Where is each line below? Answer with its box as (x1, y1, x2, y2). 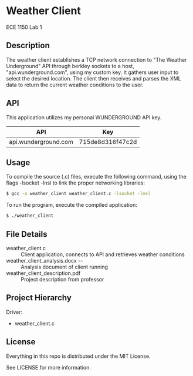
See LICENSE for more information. (6, 364, 91, 371)
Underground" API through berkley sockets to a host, (6, 62, 135, 69)
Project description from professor (21, 276, 104, 283)
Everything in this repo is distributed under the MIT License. (6, 352, 151, 360)
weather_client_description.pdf (6, 269, 81, 277)
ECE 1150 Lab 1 (6, 23, 42, 31)
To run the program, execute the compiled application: (6, 202, 138, 209)
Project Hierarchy (6, 293, 72, 303)
